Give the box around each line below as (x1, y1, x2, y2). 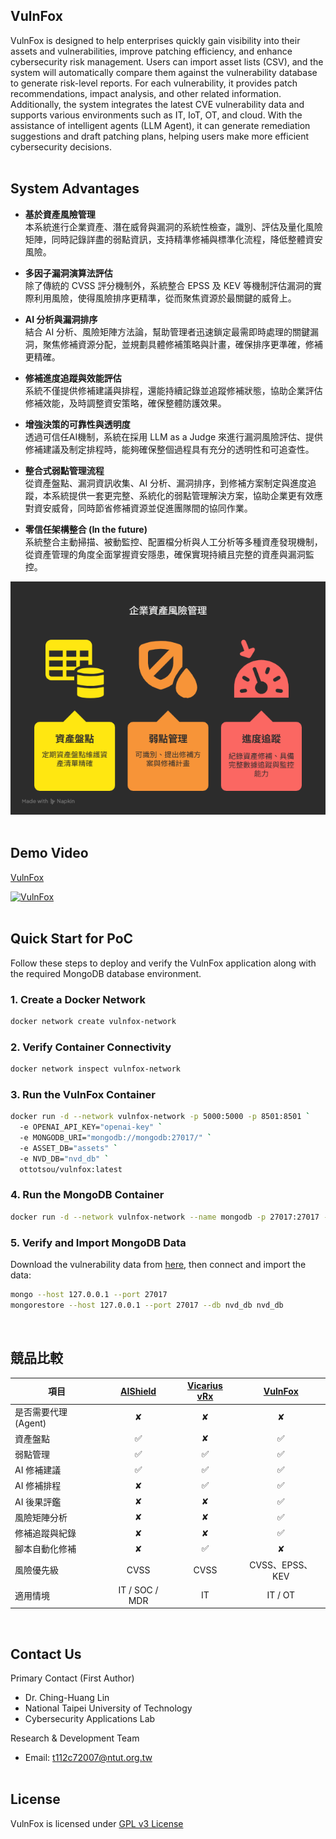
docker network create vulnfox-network (10, 1016, 177, 1026)
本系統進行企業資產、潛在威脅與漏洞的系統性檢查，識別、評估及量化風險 (24, 220, 323, 233)
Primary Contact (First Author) (10, 1672, 135, 1684)
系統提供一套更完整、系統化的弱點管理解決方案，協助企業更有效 (51, 489, 315, 501)
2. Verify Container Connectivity (10, 1040, 172, 1054)
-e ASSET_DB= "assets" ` (19, 1143, 118, 1153)
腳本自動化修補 (14, 1543, 77, 1555)
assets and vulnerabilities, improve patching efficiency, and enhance (10, 45, 293, 57)
